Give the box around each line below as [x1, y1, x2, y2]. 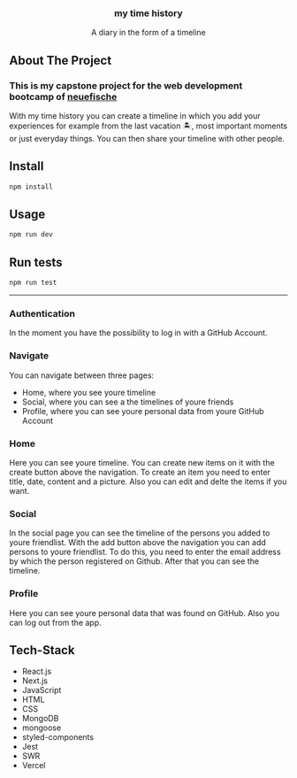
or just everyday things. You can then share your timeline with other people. [9, 133, 286, 143]
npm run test [9, 278, 57, 288]
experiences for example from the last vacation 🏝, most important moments [9, 120, 288, 131]
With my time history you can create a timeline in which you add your [9, 110, 261, 121]
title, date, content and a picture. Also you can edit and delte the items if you [9, 476, 287, 487]
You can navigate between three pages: [9, 370, 155, 381]
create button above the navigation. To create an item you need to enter [9, 466, 271, 477]
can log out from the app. [9, 617, 102, 628]
